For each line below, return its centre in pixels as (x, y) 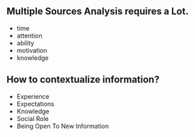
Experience (33, 96)
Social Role (33, 118)
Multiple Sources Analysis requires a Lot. (97, 11)
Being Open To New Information (63, 126)
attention (29, 35)
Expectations (36, 104)
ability (25, 43)
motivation (32, 50)
